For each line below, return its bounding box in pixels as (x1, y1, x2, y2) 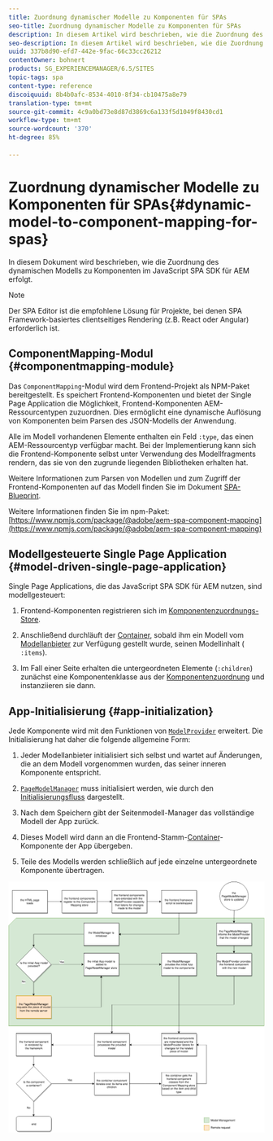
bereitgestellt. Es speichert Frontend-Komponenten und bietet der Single (8, 389, 252, 399)
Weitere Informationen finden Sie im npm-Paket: (8, 506, 170, 516)
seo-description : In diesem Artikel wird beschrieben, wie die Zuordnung (8, 39, 264, 47)
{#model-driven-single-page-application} (8, 560, 227, 573)
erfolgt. (8, 274, 33, 284)
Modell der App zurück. (19, 817, 100, 827)
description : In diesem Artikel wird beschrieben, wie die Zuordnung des (8, 30, 264, 38)
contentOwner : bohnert (8, 56, 85, 64)
